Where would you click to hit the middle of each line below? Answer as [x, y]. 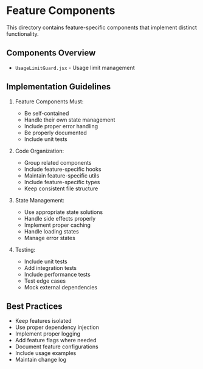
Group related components [58, 162]
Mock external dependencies [61, 287]
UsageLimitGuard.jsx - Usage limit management [75, 67]
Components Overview [51, 53]
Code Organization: [40, 151]
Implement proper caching [57, 225]
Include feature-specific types [62, 182]
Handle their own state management [70, 120]
